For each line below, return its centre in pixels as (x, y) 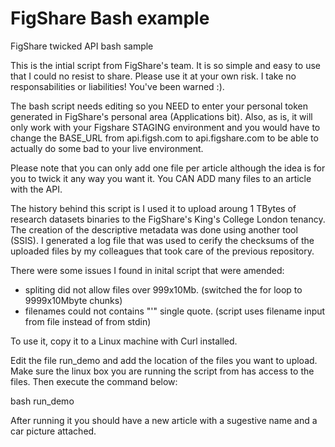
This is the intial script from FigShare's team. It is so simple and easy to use (165, 65)
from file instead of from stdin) (88, 321)
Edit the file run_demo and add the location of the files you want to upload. (164, 360)
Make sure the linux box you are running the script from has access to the (162, 371)
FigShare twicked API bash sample (82, 46)
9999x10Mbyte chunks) (73, 300)
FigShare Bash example (110, 18)
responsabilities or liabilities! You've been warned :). (117, 86)
